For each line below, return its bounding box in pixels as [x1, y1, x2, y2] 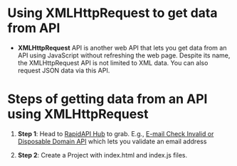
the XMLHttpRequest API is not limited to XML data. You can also [17, 58, 209, 67]
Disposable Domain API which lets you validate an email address [17, 137, 207, 145]
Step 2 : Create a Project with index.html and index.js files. [17, 150, 187, 159]
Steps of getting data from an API [7, 91, 208, 107]
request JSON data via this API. [17, 66, 110, 74]
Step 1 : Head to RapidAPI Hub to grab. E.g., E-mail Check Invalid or [17, 129, 214, 138]
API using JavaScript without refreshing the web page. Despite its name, [17, 51, 231, 60]
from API [7, 20, 60, 36]
